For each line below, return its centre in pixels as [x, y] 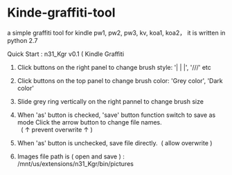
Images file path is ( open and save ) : [71, 156]
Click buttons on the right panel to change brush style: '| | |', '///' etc [114, 67]
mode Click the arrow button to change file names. [90, 122]
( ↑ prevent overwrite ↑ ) [57, 129]
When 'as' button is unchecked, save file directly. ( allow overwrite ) [115, 142]
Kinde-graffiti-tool [61, 13]
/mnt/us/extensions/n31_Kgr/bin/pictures [75, 163]
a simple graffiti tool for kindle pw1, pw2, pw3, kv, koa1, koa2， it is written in [116, 33]
